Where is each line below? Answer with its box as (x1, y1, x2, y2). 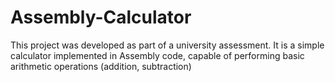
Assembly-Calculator (10, 6, 192, 29)
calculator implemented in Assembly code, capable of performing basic (10, 49, 305, 61)
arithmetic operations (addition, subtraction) (10, 60, 192, 72)
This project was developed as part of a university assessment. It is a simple (10, 39, 325, 51)
